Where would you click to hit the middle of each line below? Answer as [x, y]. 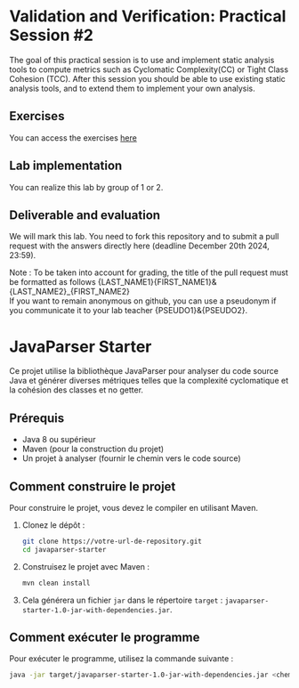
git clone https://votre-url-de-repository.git [112, 541]
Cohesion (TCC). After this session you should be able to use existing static [148, 78]
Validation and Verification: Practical [148, 16]
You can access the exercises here [73, 138]
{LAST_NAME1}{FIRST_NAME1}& [157, 282]
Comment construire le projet [93, 486]
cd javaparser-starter [64, 549]
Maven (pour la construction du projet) [93, 449]
